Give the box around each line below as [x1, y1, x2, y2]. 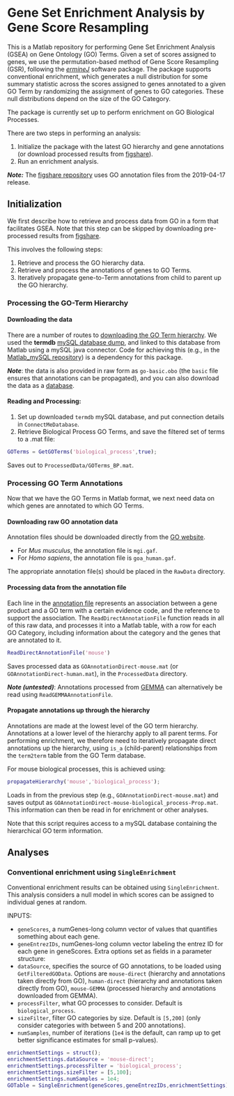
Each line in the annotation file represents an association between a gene [7, 599, 217, 607]
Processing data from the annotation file [7, 584, 127, 592]
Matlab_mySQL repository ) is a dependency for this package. [7, 353, 183, 361]
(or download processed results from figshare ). [17, 150, 153, 158]
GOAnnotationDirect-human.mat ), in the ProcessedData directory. [7, 669, 188, 678]
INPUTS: [7, 911, 32, 920]
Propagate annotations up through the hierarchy [7, 706, 150, 714]
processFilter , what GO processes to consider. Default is [17, 999, 183, 1008]
